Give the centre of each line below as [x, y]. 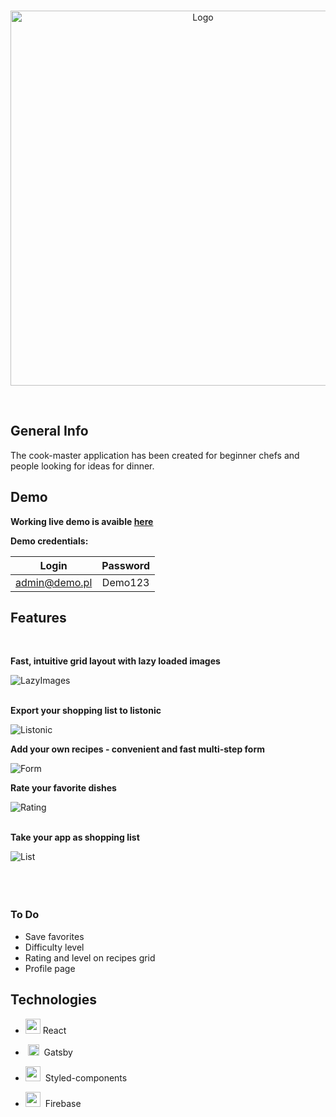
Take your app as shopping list [75, 837]
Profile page [50, 968]
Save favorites [54, 936]
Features [38, 618]
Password [126, 565]
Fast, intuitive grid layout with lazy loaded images [115, 661]
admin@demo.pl [54, 582]
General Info [49, 431]
